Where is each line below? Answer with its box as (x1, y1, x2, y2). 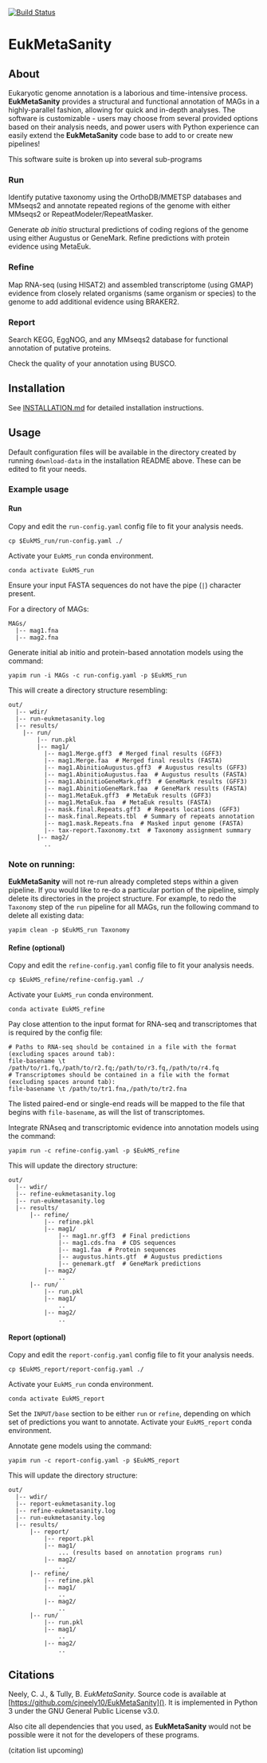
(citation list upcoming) (8, 1745, 84, 1755)
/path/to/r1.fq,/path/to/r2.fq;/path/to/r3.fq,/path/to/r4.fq (8, 1064, 219, 1072)
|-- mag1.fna (15, 626, 59, 634)
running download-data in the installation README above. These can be (8, 455, 241, 465)
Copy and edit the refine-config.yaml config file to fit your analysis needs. (8, 960, 254, 970)
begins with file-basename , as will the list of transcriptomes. (8, 1108, 206, 1117)
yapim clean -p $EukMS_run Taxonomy (8, 925, 130, 934)
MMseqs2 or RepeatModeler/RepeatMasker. (8, 210, 154, 219)
